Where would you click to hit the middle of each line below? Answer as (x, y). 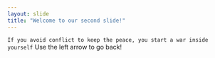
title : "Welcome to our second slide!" (67, 21)
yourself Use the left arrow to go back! (65, 47)
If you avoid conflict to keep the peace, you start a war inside (108, 40)
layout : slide (28, 14)
